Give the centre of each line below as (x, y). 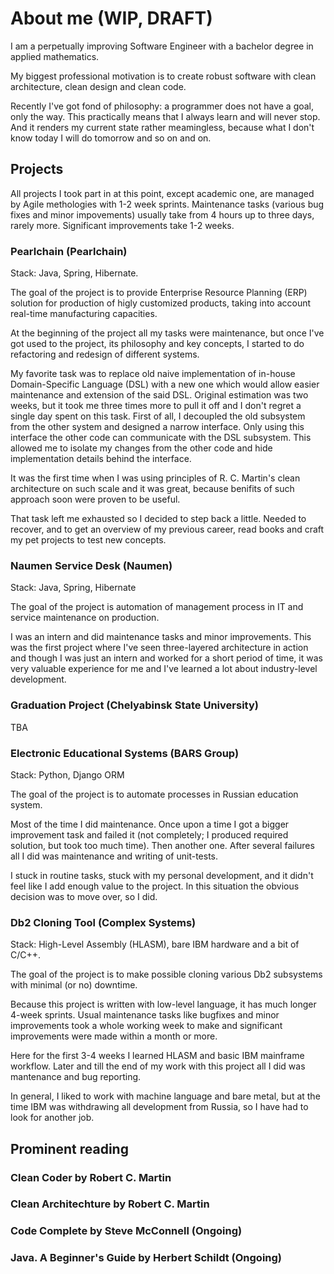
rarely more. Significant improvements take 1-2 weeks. (122, 225)
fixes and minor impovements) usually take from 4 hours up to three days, (162, 214)
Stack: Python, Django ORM (67, 774)
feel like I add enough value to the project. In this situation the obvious (155, 886)
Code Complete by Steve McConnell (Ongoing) (126, 1231)
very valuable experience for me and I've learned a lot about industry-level (164, 669)
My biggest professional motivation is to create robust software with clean (163, 76)
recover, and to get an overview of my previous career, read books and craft (167, 529)
